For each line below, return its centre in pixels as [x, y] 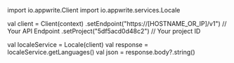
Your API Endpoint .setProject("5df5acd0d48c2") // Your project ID [104, 31]
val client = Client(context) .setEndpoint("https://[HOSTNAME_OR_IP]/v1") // [117, 23]
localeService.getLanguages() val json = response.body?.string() [101, 52]
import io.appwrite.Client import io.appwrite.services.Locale [94, 10]
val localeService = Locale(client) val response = [78, 44]
